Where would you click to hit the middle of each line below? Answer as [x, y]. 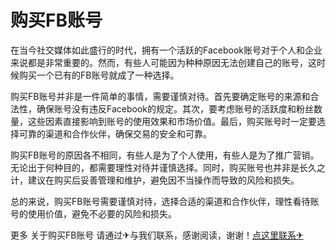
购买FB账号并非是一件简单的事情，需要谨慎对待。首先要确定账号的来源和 [160, 96]
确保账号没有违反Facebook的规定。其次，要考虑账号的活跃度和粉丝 [175, 108]
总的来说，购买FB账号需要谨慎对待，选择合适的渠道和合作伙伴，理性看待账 [165, 201]
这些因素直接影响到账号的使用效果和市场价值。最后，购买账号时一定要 [172, 121]
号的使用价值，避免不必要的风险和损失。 [93, 213]
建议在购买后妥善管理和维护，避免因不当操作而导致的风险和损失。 [163, 180]
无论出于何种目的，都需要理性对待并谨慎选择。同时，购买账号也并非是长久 [163, 167]
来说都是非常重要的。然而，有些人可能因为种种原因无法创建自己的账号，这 [163, 62]
